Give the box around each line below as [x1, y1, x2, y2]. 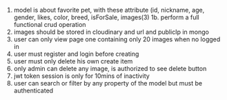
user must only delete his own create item [13, 57, 133, 65]
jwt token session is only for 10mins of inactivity [13, 72, 150, 80]
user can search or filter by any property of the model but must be [13, 79, 202, 87]
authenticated [13, 86, 54, 94]
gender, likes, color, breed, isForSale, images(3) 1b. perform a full [13, 13, 199, 21]
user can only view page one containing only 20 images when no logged [13, 35, 221, 43]
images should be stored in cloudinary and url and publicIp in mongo [13, 28, 209, 36]
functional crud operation [13, 21, 86, 28]
